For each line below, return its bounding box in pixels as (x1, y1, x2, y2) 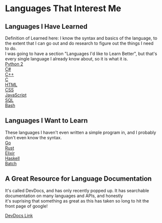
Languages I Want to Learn (5, 116, 88, 125)
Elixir (5, 150, 15, 156)
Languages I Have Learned (5, 22, 88, 31)
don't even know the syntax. (5, 134, 62, 140)
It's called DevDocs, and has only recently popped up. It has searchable (5, 187, 149, 193)
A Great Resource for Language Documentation (5, 175, 152, 183)
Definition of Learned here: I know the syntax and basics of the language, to (5, 35, 158, 41)
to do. (5, 46, 17, 51)
